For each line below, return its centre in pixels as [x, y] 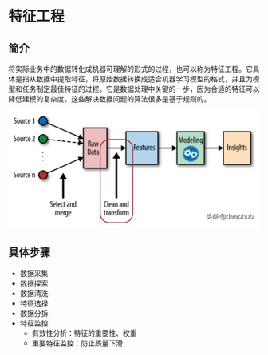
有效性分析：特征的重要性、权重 [84, 333]
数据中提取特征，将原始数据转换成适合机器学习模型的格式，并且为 [144, 79]
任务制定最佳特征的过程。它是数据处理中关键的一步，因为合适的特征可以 [141, 89]
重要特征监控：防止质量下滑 [77, 343]
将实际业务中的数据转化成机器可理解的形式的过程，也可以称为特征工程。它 [130, 69]
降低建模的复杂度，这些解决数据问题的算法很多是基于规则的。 [110, 99]
